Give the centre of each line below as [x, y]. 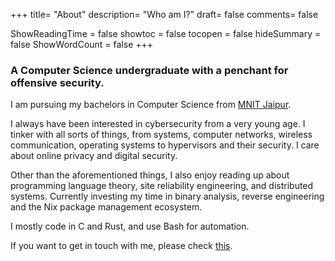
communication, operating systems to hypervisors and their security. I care [165, 145]
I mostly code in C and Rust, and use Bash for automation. [130, 226]
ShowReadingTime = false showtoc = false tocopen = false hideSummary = [166, 33]
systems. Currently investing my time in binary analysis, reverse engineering [167, 196]
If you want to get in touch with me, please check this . [121, 246]
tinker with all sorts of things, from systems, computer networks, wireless [161, 135]
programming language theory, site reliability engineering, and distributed [162, 186]
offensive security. [57, 82]
